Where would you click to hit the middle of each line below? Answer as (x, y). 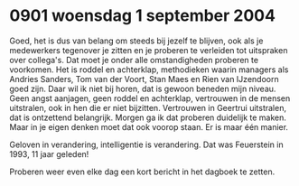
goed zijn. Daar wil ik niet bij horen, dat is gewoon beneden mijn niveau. (143, 88)
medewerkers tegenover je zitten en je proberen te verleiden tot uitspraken (149, 50)
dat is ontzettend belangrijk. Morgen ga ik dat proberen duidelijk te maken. (148, 117)
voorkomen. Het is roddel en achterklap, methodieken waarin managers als (149, 70)
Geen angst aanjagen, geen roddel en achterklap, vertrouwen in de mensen (150, 98)
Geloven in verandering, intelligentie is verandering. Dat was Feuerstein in (146, 144)
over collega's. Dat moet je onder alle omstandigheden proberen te (134, 60)
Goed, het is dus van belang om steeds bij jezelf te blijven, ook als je (136, 41)
